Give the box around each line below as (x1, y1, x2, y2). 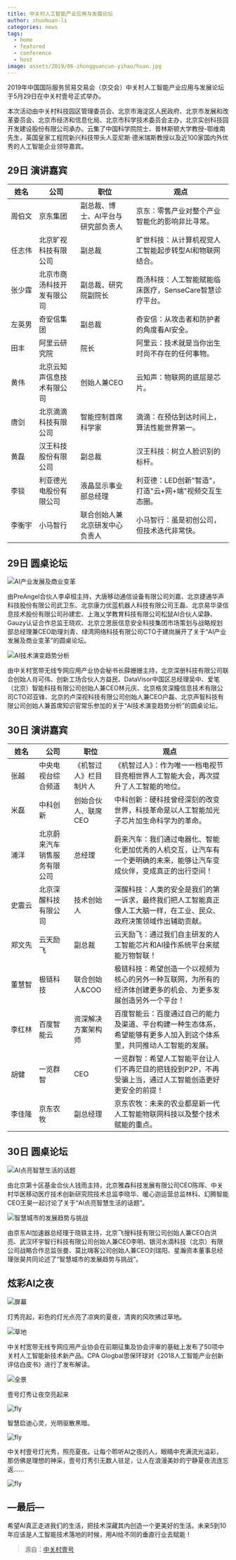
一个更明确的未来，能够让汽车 (114, 855, 213, 865)
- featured (13, 43, 46, 50)
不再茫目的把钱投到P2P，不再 (121, 1065, 220, 1075)
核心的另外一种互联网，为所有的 (114, 974, 220, 984)
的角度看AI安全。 (136, 325, 192, 335)
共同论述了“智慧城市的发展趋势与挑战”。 (25, 1255, 143, 1263)
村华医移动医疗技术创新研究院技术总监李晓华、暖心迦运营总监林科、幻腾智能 (7, 1189, 229, 1198)
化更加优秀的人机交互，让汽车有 (114, 845, 220, 855)
